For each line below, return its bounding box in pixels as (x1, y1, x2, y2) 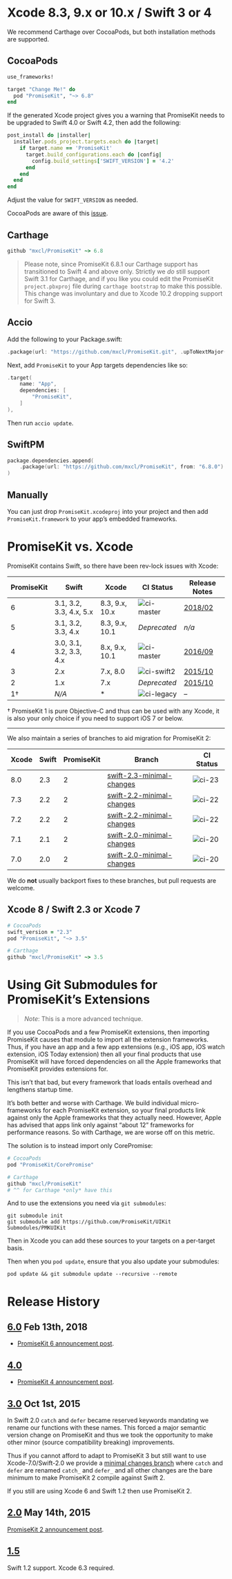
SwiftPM (7, 439, 45, 450)
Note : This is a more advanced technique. (23, 1015, 144, 1023)
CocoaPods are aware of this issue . (7, 209, 108, 218)
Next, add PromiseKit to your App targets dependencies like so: (7, 361, 188, 369)
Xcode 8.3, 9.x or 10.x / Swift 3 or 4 (7, 5, 212, 21)
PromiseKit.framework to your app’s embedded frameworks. (7, 515, 177, 523)
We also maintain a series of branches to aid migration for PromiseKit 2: (7, 734, 211, 742)
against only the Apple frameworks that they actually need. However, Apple (7, 1113, 222, 1122)
